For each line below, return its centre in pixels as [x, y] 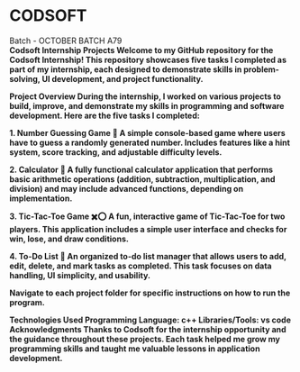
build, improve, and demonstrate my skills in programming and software [147, 105]
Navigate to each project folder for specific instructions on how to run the [150, 293]
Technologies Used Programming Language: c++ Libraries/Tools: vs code [150, 320]
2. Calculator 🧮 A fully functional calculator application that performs [141, 169]
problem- [261, 69]
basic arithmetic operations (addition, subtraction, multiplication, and [142, 179]
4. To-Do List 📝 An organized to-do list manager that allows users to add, [148, 256]
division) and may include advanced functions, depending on [127, 188]
